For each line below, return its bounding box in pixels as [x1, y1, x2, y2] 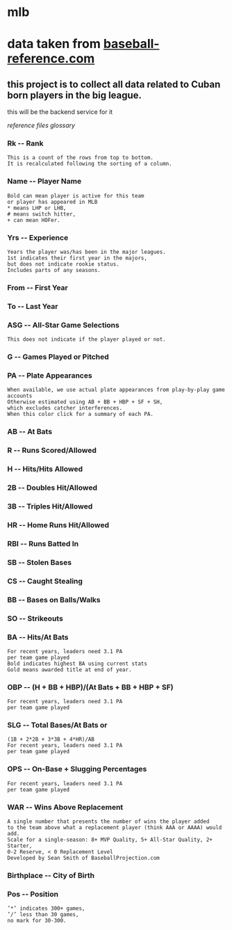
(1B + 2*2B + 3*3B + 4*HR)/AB [7, 736, 95, 743]
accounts [7, 392, 33, 400]
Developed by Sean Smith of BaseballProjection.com [7, 855, 160, 862]
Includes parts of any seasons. [7, 267, 101, 274]
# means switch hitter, [7, 210, 76, 218]
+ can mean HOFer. [7, 216, 60, 223]
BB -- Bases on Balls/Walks [7, 595, 101, 604]
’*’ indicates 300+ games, [7, 905, 85, 912]
